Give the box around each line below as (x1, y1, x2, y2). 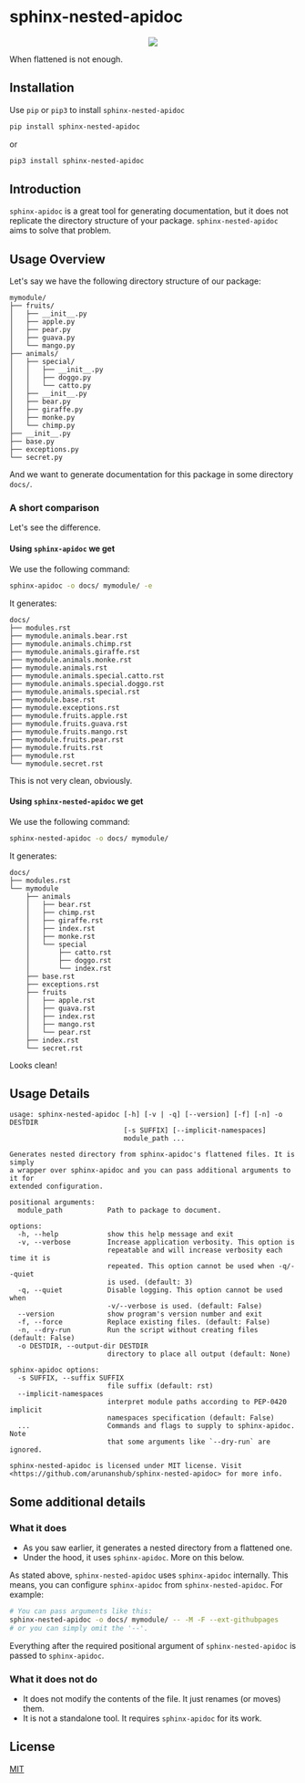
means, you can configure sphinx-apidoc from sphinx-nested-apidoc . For (9, 1580, 284, 1590)
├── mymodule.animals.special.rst (9, 687, 141, 696)
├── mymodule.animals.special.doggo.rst (9, 679, 166, 688)
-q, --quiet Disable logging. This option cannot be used (17, 1286, 283, 1295)
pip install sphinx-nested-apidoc (9, 121, 141, 131)
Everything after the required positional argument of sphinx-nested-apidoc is (9, 1640, 297, 1651)
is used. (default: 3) (107, 1277, 194, 1288)
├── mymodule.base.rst (9, 695, 96, 704)
